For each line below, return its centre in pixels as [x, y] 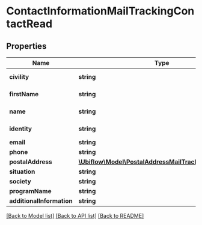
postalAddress [31, 162]
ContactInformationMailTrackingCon [100, 11]
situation [22, 171]
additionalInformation [41, 201]
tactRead [29, 24]
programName [30, 191]
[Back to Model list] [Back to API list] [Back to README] [75, 216]
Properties [26, 46]
